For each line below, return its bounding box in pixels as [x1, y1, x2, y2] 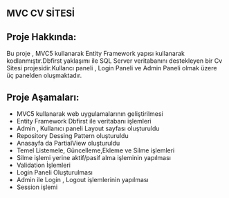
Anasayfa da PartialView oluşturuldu [16, 139, 120, 148]
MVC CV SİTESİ [6, 8, 75, 19]
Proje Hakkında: [6, 31, 77, 43]
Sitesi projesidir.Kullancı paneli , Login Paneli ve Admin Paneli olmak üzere [6, 64, 217, 72]
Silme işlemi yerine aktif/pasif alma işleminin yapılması [16, 154, 171, 162]
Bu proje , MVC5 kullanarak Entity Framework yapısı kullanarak [6, 50, 185, 58]
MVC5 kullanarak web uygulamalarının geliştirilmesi [16, 110, 163, 118]
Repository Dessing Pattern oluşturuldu [16, 132, 129, 140]
